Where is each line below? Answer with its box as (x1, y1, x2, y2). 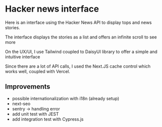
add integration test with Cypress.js (12, 116, 84, 122)
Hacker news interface (5, 3, 99, 15)
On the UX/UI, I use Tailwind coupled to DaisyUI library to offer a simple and (5, 49, 158, 54)
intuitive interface (5, 54, 40, 59)
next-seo (12, 101, 31, 107)
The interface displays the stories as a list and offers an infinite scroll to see (5, 34, 157, 40)
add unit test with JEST (12, 111, 59, 117)
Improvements (5, 83, 50, 91)
